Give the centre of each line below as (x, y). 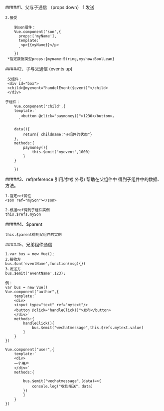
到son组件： (25, 27)
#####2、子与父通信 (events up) (39, 69)
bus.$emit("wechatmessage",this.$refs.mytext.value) (87, 328)
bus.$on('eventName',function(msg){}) (45, 264)
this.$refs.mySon (23, 214)
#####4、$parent (24, 224)
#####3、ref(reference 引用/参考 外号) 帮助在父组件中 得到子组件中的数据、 (83, 179)
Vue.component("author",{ (32, 292)
